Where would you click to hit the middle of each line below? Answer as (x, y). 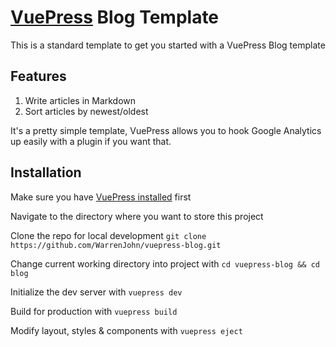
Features (38, 76)
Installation (46, 172)
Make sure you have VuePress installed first (101, 197)
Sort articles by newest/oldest (86, 111)
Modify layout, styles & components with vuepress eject (126, 330)
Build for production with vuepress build (94, 311)
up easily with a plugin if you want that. (91, 141)
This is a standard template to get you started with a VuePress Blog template (168, 45)
